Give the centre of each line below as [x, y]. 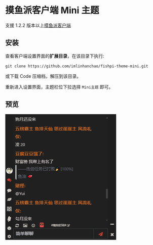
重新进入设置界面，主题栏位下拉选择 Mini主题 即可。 [59, 87]
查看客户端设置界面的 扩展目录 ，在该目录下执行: [55, 56]
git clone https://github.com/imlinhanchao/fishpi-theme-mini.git [77, 66]
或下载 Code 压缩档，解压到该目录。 [43, 76]
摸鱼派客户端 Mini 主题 [52, 10]
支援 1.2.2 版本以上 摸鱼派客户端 [38, 25]
